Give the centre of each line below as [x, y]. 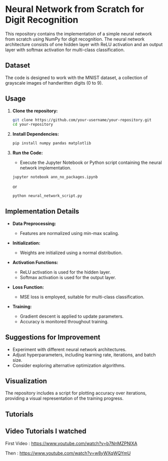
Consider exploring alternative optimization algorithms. [69, 365]
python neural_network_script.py [47, 196]
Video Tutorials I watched [46, 431]
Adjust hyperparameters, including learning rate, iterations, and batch [84, 355]
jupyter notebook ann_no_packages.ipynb [55, 177]
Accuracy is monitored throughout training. [64, 321]
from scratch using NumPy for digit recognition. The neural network [75, 39]
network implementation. [45, 168]
